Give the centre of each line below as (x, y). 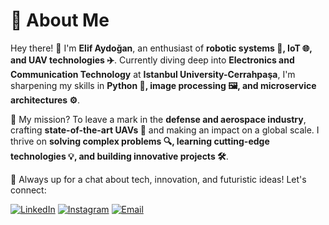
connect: (28, 190)
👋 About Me (60, 20)
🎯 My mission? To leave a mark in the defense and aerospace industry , (158, 119)
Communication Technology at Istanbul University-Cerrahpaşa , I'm (153, 74)
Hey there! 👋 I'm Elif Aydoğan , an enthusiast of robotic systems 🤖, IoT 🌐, (161, 48)
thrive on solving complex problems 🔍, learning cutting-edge (140, 141)
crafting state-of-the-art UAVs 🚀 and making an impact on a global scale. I (165, 130)
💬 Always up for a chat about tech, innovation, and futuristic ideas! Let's (158, 179)
